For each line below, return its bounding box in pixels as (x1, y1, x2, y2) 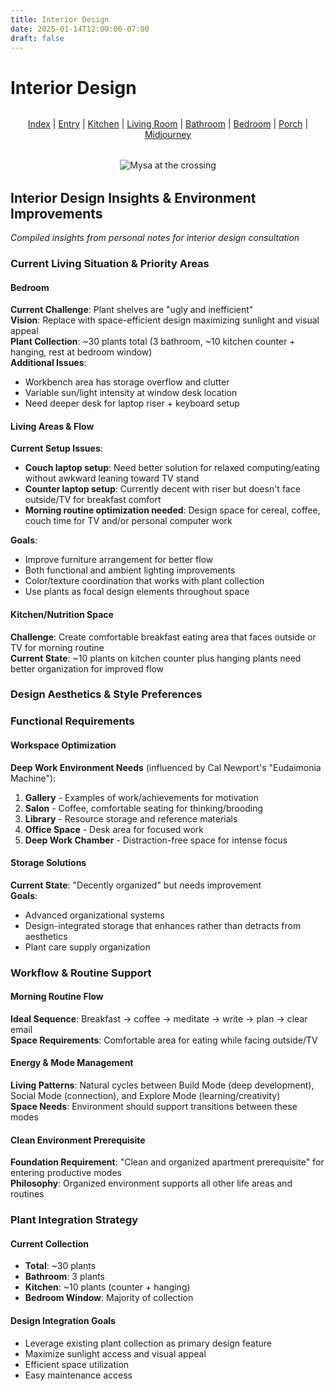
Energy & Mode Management (10, 1057, 134, 1069)
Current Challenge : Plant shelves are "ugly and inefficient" (10, 304, 254, 316)
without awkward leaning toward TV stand (24, 472, 200, 485)
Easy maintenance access (24, 1369, 133, 1381)
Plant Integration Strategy (10, 1213, 139, 1227)
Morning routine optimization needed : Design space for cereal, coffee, (24, 504, 321, 516)
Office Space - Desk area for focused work (24, 823, 205, 835)
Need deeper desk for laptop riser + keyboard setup (24, 397, 240, 410)
